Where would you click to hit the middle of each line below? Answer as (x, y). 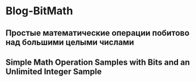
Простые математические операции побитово (98, 33)
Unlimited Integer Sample (54, 72)
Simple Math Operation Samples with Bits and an (98, 62)
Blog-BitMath (39, 11)
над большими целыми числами (70, 42)
